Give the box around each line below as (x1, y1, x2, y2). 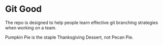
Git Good (5, 3, 42, 15)
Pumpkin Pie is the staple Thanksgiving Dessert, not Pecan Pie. (5, 34, 134, 40)
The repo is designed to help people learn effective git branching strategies (5, 20, 159, 25)
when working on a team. (5, 24, 57, 30)
